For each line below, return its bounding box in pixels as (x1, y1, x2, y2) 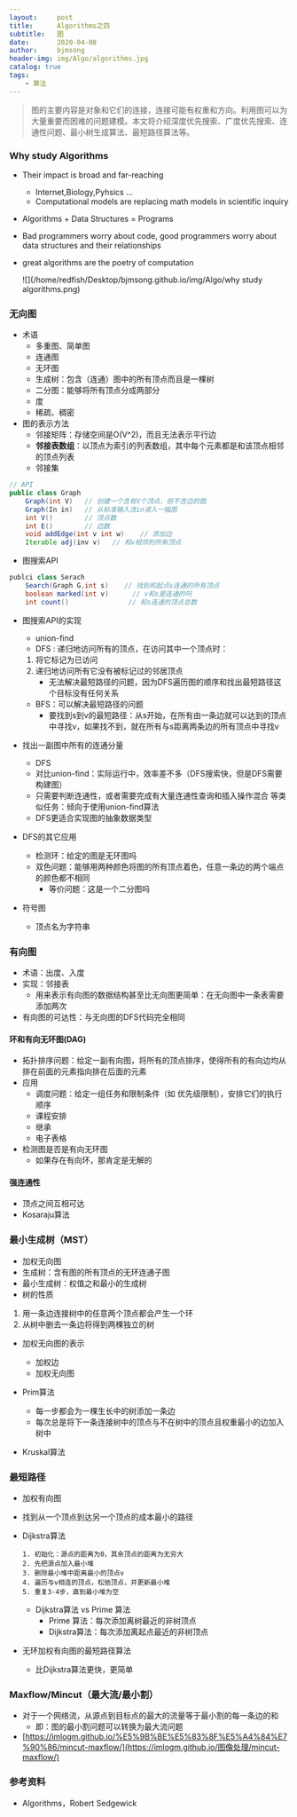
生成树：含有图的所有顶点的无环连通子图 (21, 1267, 170, 1277)
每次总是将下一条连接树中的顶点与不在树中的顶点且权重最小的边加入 (35, 1417, 285, 1427)
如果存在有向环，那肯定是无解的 (35, 1155, 152, 1165)
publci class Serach (9, 573, 86, 582)
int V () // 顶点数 (25, 513, 117, 522)
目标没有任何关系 (56, 687, 120, 698)
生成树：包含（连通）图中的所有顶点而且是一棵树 (35, 374, 215, 384)
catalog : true (9, 63, 62, 72)
